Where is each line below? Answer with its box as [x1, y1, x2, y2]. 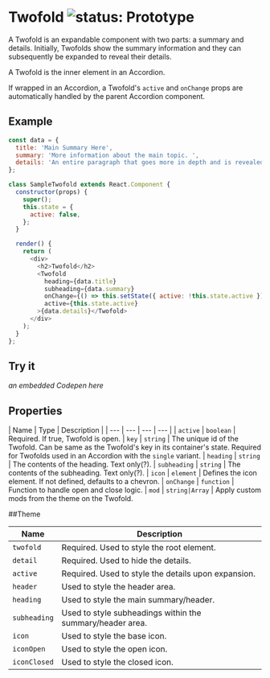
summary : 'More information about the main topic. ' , [15, 151, 199, 159]
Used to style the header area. [61, 581, 176, 593]
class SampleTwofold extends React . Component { [8, 181, 171, 189]
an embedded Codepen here [8, 380, 104, 390]
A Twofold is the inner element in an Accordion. [8, 67, 166, 76]
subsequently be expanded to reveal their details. [8, 51, 173, 61]
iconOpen [12, 644, 46, 654]
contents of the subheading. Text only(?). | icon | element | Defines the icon [8, 468, 257, 478]
